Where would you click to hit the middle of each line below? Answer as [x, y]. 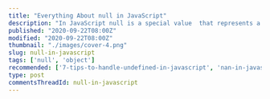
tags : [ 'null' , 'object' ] [51, 61]
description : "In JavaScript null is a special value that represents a [135, 23]
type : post [27, 75]
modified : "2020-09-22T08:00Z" [61, 38]
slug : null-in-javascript [51, 53]
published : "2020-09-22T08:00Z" [62, 30]
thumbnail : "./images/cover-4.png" [68, 46]
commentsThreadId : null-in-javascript [73, 82]
